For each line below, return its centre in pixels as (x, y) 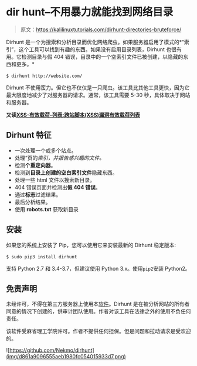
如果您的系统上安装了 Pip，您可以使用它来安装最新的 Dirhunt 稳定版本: (91, 245)
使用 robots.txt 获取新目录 (47, 209)
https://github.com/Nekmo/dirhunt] (52, 350)
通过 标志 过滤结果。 (38, 194)
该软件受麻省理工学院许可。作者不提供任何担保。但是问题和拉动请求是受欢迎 (98, 331)
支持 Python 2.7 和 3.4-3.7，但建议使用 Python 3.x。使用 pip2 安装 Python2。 (98, 268)
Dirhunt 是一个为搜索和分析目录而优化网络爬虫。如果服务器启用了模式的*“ (95, 42)
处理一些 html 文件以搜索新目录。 (55, 179)
